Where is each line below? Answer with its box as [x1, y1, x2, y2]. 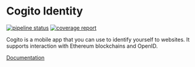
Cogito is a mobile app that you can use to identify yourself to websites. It [6, 36, 190, 43]
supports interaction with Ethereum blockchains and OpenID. [6, 42, 158, 49]
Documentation [6, 54, 45, 61]
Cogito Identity [6, 4, 84, 18]
